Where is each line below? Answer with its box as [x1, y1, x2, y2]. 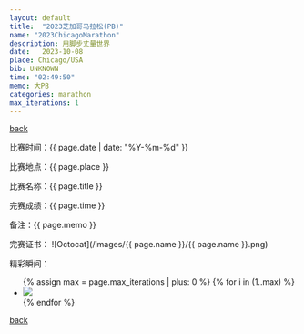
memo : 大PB [9, 81, 50, 90]
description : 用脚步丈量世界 [9, 38, 111, 48]
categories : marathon [9, 89, 92, 99]
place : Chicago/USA [9, 56, 84, 65]
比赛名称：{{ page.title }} [9, 181, 103, 192]
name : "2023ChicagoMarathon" [9, 30, 120, 39]
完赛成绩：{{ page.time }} [9, 200, 106, 211]
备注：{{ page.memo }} [9, 220, 97, 231]
